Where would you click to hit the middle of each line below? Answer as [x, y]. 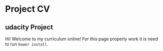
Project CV [28, 9]
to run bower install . [27, 44]
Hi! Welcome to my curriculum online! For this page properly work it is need [82, 39]
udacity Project [29, 27]
